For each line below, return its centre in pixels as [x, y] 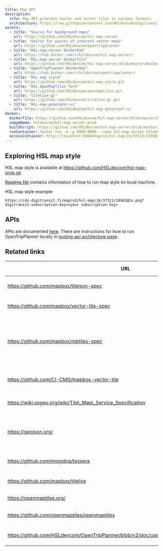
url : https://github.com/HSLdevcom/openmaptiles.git [68, 91]
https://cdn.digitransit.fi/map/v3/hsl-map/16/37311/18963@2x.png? [75, 200]
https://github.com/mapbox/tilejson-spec [55, 286]
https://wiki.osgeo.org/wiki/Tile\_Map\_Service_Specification [76, 403]
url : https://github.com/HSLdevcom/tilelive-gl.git [67, 100]
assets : [13, 28]
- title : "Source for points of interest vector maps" [66, 41]
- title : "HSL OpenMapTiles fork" [44, 86]
